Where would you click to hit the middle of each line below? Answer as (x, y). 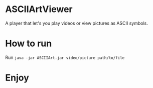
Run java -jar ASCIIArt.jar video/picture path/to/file (65, 57)
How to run (29, 43)
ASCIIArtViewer (39, 9)
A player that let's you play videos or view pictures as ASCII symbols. (76, 23)
